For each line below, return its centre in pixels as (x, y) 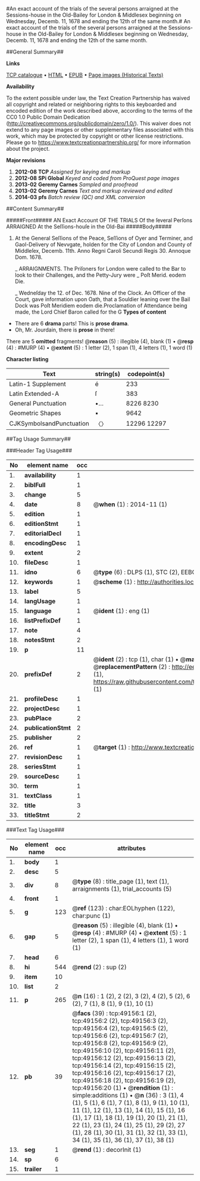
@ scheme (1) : (114, 582)
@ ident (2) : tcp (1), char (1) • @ (140, 659)
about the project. (28, 149)
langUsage (40, 601)
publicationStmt (48, 728)
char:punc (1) (92, 916)
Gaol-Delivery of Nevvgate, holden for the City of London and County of (103, 244)
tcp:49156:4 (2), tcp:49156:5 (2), (120, 1028)
